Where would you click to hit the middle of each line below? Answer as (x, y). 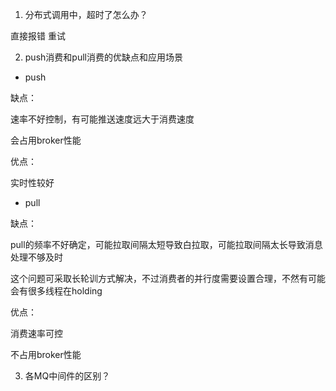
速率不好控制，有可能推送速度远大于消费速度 (102, 119)
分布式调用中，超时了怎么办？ (86, 14)
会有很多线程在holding (56, 291)
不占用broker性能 (46, 354)
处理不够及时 (36, 257)
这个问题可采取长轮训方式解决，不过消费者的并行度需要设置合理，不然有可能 (168, 278)
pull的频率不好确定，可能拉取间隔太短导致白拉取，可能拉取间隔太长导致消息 (166, 244)
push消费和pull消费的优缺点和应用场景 (103, 57)
